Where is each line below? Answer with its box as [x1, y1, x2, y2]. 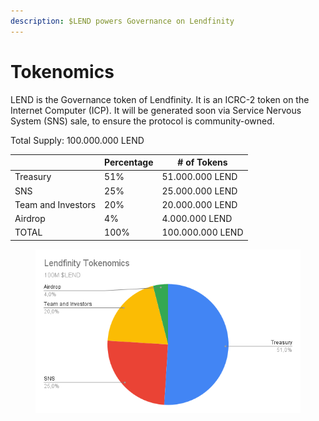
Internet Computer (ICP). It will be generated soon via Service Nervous [10, 104, 302, 116]
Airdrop [14, 213, 46, 225]
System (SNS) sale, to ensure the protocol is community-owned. [10, 115, 275, 127]
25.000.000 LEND [161, 185, 238, 197]
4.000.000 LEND [161, 213, 233, 225]
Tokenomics [10, 60, 115, 83]
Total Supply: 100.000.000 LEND [10, 134, 145, 146]
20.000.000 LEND [161, 198, 238, 210]
